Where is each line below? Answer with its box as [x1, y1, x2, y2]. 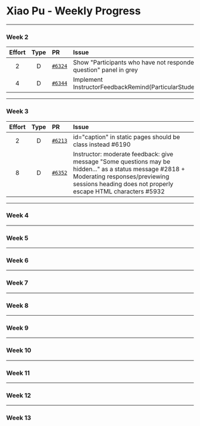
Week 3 [6, 107, 29, 116]
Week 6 [6, 257, 29, 265]
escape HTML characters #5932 [73, 187, 165, 195]
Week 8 [6, 301, 29, 310]
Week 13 [6, 413, 32, 422]
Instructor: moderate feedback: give [73, 150, 174, 158]
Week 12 [6, 391, 32, 399]
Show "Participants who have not [73, 58, 166, 67]
